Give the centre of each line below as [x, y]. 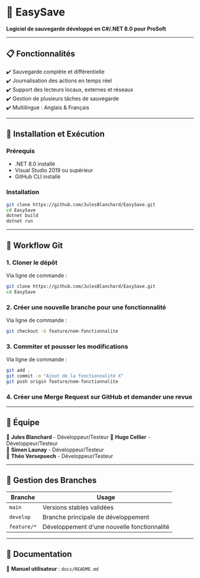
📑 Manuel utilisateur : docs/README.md [53, 568]
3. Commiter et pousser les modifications [67, 346]
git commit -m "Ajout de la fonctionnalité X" [65, 376]
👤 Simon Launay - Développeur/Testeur [55, 450]
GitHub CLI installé [37, 177]
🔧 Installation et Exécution [56, 134]
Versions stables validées [78, 507]
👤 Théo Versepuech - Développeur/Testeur [60, 456]
